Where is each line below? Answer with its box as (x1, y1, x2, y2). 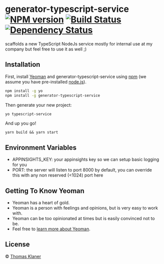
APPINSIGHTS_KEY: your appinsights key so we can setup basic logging (12, 157, 159, 163)
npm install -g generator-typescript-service (5, 93, 100, 98)
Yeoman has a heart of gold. (12, 200, 70, 206)
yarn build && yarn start (5, 130, 58, 135)
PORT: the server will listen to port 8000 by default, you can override (12, 167, 152, 173)
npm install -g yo (5, 88, 43, 93)
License (5, 240, 30, 249)
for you (12, 162, 27, 168)
